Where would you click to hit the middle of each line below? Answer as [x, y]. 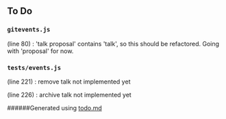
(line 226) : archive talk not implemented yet [69, 95]
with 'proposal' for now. [40, 51]
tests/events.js [34, 68]
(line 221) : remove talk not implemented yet [69, 82]
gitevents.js [29, 30]
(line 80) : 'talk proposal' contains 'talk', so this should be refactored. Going [113, 44]
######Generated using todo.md [55, 107]
